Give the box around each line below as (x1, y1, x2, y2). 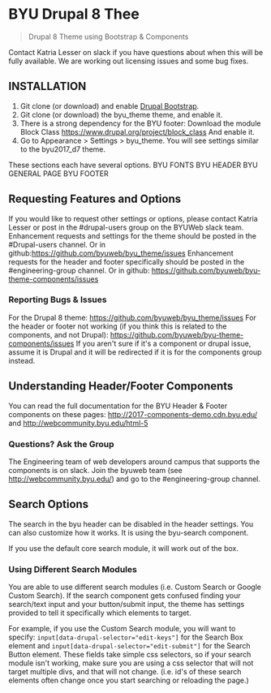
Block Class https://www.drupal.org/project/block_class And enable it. (19, 127, 256, 136)
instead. (8, 355, 36, 365)
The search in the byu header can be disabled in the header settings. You (8, 519, 254, 528)
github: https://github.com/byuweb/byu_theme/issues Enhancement (8, 248, 234, 258)
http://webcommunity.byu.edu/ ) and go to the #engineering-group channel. (8, 474, 261, 484)
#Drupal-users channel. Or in (8, 239, 106, 249)
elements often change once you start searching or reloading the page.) (8, 675, 249, 686)
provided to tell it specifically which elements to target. (8, 608, 192, 618)
